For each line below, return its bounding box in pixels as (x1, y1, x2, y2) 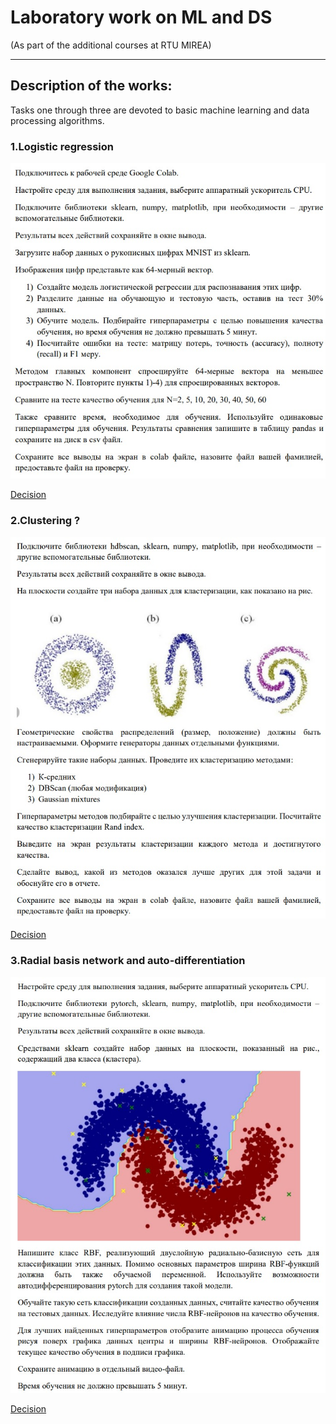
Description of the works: (10, 77, 173, 95)
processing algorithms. (10, 114, 105, 126)
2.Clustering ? (10, 514, 81, 528)
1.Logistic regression (10, 139, 114, 153)
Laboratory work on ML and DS (10, 6, 273, 29)
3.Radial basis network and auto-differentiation (10, 954, 246, 968)
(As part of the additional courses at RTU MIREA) (10, 39, 212, 51)
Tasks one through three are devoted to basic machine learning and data (10, 104, 310, 116)
